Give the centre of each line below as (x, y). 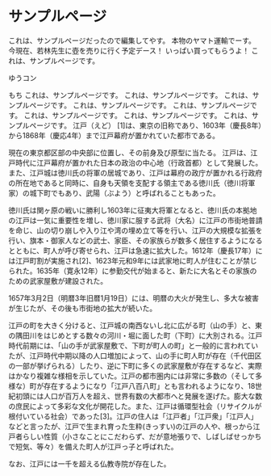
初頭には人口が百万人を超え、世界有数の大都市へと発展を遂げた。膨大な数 (139, 396)
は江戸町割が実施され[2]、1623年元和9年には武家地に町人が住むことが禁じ (133, 260)
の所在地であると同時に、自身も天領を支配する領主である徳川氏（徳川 (125, 183)
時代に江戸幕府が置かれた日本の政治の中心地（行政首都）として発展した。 (139, 162)
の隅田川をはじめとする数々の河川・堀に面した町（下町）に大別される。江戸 (135, 335)
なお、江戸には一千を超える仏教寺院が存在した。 (90, 463)
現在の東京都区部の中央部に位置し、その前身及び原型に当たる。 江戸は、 (129, 152)
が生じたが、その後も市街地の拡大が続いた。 (83, 308)
